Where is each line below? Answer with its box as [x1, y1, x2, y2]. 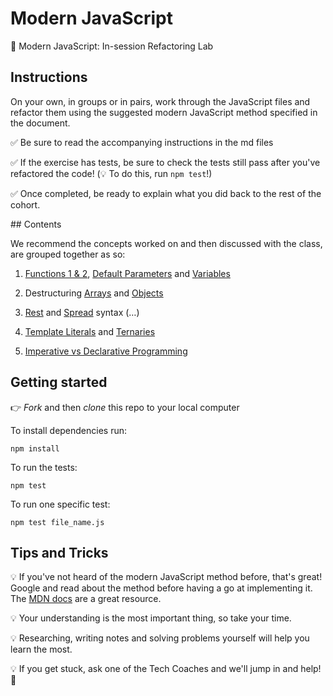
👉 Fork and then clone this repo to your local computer [10, 401, 240, 413]
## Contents [10, 218, 62, 230]
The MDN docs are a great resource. [10, 593, 162, 605]
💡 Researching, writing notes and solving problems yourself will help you [10, 632, 310, 644]
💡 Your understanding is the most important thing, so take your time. [10, 612, 292, 624]
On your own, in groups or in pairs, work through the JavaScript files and [10, 95, 311, 107]
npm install [10, 443, 60, 454]
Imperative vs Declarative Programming [24, 345, 188, 357]
